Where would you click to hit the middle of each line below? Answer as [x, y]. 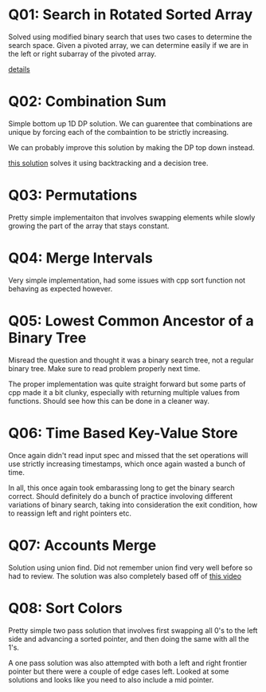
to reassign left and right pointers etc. [70, 513]
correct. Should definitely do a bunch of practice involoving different [121, 496]
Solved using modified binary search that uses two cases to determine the [130, 37]
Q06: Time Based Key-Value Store [123, 433]
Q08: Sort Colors [65, 608]
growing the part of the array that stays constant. [89, 226]
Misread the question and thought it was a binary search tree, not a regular [131, 360]
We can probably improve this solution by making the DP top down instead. [131, 147]
